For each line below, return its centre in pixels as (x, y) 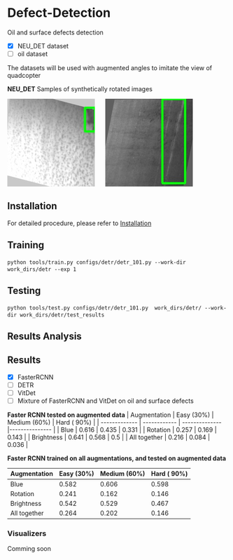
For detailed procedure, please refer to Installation (79, 223)
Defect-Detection (59, 13)
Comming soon (29, 549)
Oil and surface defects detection (55, 32)
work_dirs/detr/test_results (62, 315)
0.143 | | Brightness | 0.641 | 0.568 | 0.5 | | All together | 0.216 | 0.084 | (109, 437)
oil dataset (32, 54)
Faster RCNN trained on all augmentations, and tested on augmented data (116, 458)
